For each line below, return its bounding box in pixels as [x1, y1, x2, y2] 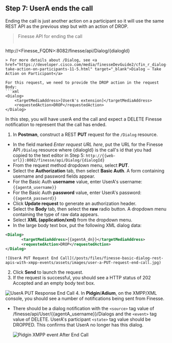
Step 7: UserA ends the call [5, 4, 93, 13]
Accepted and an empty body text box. [12, 280, 96, 287]
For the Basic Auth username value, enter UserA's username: [12, 178, 142, 184]
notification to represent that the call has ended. [5, 121, 107, 127]
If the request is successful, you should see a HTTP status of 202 [12, 275, 151, 281]
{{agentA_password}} [12, 196, 57, 201]
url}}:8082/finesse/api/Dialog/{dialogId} [12, 158, 105, 163]
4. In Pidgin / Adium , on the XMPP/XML [75, 290, 157, 296]
